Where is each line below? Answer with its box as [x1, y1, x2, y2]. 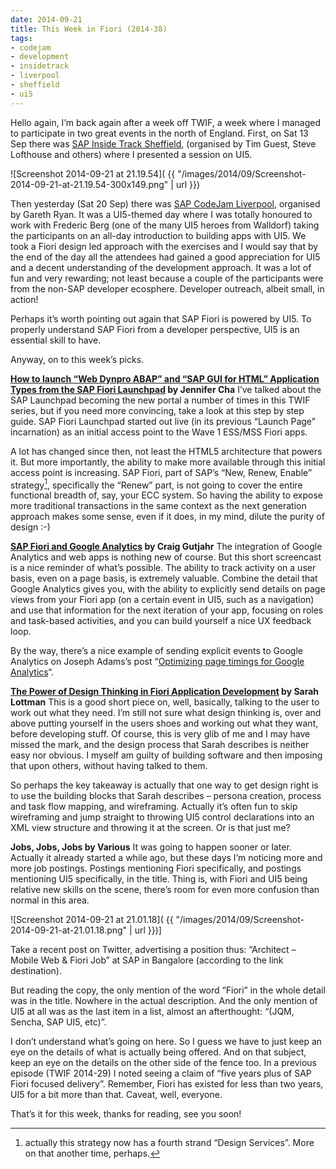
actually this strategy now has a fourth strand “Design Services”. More [24, 1137, 315, 1149]
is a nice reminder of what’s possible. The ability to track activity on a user [10, 562, 317, 574]
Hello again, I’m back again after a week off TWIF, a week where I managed [10, 116, 322, 128]
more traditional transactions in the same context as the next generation [10, 500, 307, 512]
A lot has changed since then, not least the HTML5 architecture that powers [10, 445, 323, 457]
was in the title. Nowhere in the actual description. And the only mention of [10, 995, 318, 1007]
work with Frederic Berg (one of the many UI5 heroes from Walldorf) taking [10, 219, 320, 231]
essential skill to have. [10, 334, 102, 346]
